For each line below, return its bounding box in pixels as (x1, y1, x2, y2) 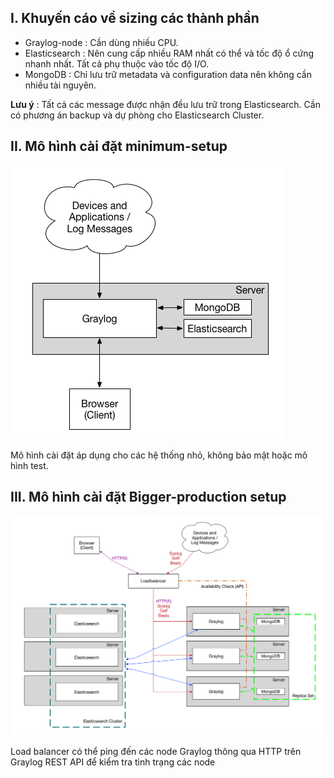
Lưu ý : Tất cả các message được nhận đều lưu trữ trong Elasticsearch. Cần (10, 98, 321, 110)
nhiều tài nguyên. (24, 79, 97, 91)
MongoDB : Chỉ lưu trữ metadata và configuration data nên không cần (24, 68, 313, 80)
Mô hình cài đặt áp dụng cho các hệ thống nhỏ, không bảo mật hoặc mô (10, 449, 308, 461)
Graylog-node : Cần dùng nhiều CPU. (24, 36, 179, 48)
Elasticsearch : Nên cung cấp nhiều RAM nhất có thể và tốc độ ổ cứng (24, 47, 315, 59)
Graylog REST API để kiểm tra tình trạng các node (10, 756, 216, 768)
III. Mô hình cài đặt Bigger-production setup (10, 489, 287, 506)
